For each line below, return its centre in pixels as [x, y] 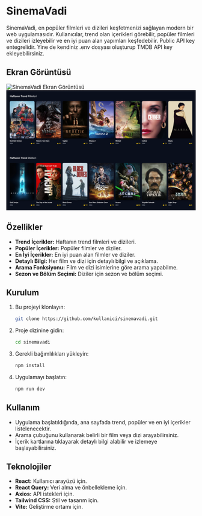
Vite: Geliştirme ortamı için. [49, 507]
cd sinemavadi [32, 342]
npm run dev [30, 389]
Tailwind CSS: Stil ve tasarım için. [57, 500]
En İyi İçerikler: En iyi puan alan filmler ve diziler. [75, 254]
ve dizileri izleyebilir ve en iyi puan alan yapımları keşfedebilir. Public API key [101, 40]
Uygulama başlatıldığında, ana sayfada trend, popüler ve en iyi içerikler [103, 422]
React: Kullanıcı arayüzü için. [51, 481]
